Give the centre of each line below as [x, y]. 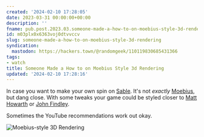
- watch [16, 62]
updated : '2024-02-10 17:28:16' [47, 74]
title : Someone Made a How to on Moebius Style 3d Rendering [85, 68]
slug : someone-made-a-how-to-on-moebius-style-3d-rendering [84, 40]
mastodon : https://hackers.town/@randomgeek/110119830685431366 [95, 52]
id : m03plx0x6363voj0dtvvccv [43, 35]
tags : [13, 57]
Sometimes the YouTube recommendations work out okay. [79, 116]
